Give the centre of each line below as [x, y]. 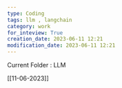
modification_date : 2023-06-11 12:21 [61, 45]
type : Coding [26, 13]
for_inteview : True [35, 33]
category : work [29, 26]
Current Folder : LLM [37, 65]
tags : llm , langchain [40, 20]
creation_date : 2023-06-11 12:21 [55, 39]
